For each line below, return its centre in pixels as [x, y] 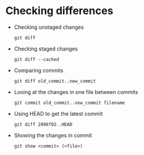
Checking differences [59, 11]
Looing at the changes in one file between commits [76, 92]
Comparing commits [38, 70]
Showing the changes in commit [53, 135]
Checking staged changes [46, 49]
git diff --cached [36, 59]
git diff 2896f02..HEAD [43, 124]
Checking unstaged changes [49, 27]
